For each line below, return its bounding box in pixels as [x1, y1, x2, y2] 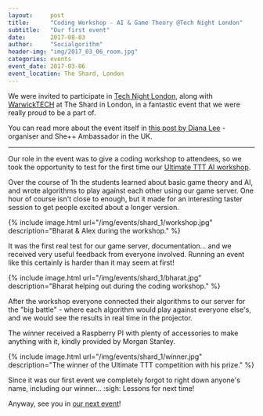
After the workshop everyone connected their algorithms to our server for [8, 296, 246, 306]
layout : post [8, 11, 65, 20]
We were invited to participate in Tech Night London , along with [8, 91, 214, 100]
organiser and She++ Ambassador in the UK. [8, 131, 153, 141]
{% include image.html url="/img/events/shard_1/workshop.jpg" [8, 217, 213, 227]
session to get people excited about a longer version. [8, 202, 180, 212]
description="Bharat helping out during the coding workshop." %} [8, 281, 221, 291]
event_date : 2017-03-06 [8, 63, 86, 71]
